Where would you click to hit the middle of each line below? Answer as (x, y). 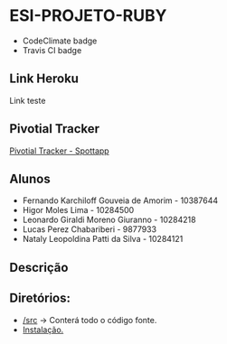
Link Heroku (44, 79)
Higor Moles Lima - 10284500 (78, 210)
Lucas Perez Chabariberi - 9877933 (89, 229)
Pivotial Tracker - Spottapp (60, 151)
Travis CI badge (52, 50)
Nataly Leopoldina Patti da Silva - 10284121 (103, 239)
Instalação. (43, 330)
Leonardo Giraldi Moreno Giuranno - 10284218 (109, 220)
